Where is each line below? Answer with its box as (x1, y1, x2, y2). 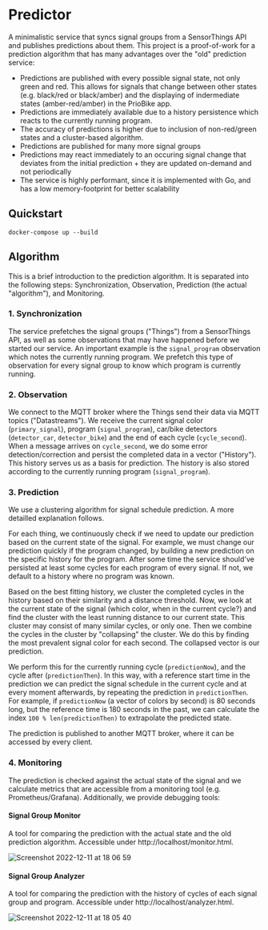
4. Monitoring (8, 757, 62, 768)
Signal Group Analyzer (8, 871, 86, 880)
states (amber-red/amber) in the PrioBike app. (19, 99, 172, 108)
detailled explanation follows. (8, 513, 105, 523)
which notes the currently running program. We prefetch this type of (8, 352, 234, 361)
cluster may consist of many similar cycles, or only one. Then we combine (8, 621, 252, 630)
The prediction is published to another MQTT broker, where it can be (8, 729, 234, 739)
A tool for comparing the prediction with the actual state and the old (8, 828, 232, 838)
